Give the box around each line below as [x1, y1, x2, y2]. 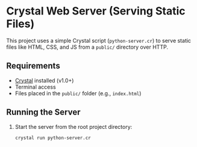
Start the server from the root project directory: [14, 123, 133, 130]
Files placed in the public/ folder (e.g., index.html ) [14, 89, 142, 97]
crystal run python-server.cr [14, 134, 92, 141]
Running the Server [6, 107, 81, 117]
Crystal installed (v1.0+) [14, 77, 74, 84]
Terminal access [14, 83, 56, 90]
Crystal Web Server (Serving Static [6, 4, 186, 18]
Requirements [6, 61, 60, 71]
